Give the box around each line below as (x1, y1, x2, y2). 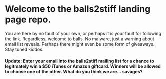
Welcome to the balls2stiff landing (5, 3, 151, 15)
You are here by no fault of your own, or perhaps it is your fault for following (5, 30, 161, 36)
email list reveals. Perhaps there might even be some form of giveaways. (5, 41, 155, 47)
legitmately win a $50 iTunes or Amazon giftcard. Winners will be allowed (5, 63, 161, 69)
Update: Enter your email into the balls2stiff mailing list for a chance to (5, 58, 155, 64)
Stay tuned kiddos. (5, 46, 44, 52)
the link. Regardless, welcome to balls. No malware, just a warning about (5, 36, 155, 42)
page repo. (5, 14, 51, 25)
